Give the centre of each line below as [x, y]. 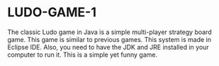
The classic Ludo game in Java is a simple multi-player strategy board [109, 32]
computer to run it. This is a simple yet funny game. [83, 55]
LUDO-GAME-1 [52, 12]
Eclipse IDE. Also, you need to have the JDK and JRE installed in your [108, 47]
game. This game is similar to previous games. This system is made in [109, 39]
